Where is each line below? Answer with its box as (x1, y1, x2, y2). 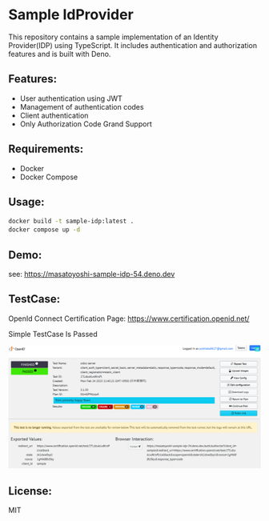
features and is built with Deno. (8, 49, 111, 58)
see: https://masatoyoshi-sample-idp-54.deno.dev (8, 269, 175, 279)
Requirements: (8, 142, 84, 156)
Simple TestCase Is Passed (8, 329, 98, 339)
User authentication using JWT (19, 94, 122, 103)
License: (8, 484, 52, 498)
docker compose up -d (8, 226, 81, 234)
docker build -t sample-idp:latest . (8, 218, 134, 226)
